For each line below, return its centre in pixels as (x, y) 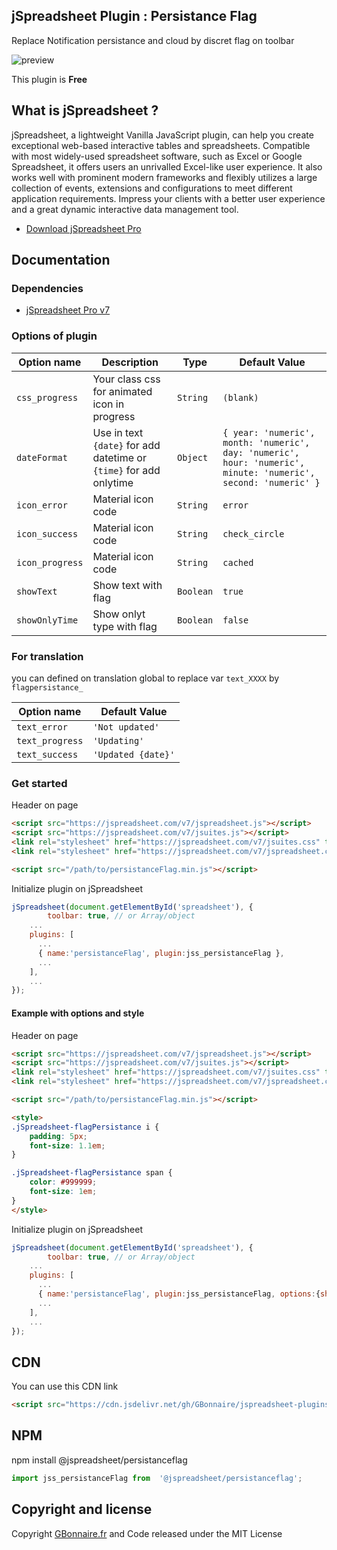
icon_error (42, 505)
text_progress (50, 740)
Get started (39, 783)
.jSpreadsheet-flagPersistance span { (92, 1173)
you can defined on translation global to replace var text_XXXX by (145, 678)
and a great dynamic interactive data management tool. (125, 209)
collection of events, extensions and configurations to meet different (152, 188)
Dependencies (47, 288)
